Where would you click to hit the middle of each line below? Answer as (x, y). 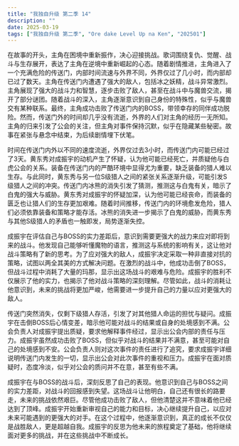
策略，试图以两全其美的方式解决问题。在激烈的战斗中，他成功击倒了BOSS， (118, 263)
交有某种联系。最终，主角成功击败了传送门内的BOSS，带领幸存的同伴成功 (116, 108)
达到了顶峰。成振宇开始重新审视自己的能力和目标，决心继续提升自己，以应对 (119, 409)
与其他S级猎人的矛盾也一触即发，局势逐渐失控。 (78, 221)
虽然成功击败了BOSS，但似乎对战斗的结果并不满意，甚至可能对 (131, 340)
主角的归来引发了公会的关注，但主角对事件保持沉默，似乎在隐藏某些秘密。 (116, 126)
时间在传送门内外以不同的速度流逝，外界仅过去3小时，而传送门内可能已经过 (118, 150)
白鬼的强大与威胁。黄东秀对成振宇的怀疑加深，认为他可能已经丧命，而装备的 (119, 195)
